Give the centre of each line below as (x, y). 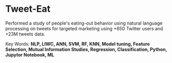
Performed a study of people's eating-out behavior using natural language (84, 23)
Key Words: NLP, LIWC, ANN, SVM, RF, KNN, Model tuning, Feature (78, 44)
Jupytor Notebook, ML (30, 55)
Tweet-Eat (28, 9)
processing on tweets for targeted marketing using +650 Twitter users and (84, 28)
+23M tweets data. (25, 34)
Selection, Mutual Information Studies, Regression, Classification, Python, (86, 49)
